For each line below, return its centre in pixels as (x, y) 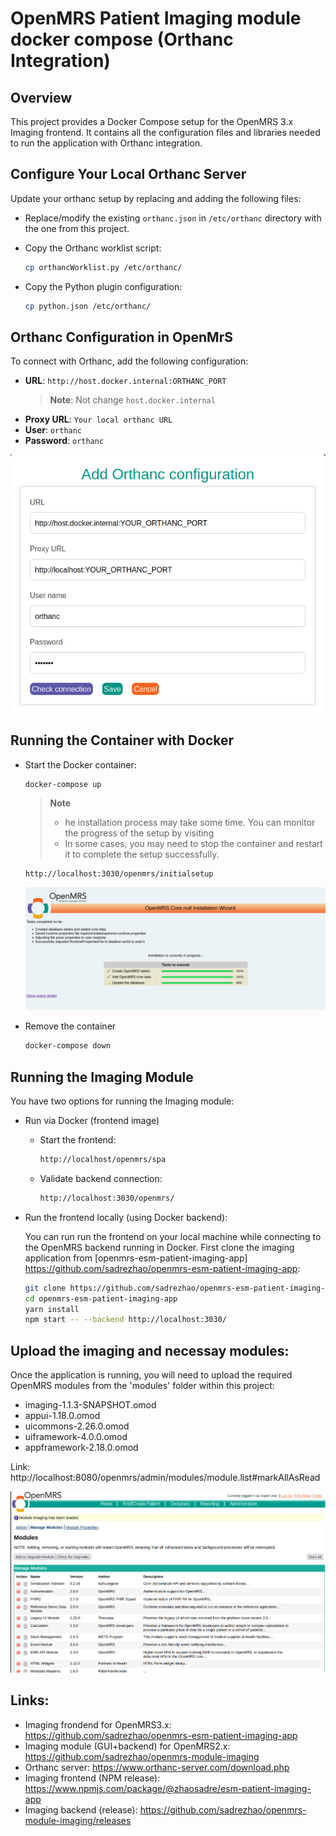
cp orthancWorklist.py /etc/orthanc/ (103, 267)
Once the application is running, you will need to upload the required (151, 1375)
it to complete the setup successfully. (142, 854)
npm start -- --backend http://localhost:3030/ (125, 1320)
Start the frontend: (78, 1140)
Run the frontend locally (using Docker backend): (126, 1217)
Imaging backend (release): (81, 1809)
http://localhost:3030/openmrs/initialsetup (119, 874)
